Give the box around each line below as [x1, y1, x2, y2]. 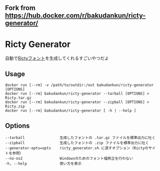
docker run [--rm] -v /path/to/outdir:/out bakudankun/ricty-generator [5, 83, 154, 88]
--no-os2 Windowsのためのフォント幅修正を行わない [5, 156, 133, 161]
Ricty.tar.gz [5, 95, 32, 100]
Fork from [5, 4, 36, 12]
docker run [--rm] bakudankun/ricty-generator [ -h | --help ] [5, 108, 137, 114]
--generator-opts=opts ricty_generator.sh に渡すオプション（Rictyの [5, 146, 149, 151]
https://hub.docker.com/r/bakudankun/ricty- [5, 12, 146, 20]
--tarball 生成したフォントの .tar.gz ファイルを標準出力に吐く [5, 135, 156, 140]
